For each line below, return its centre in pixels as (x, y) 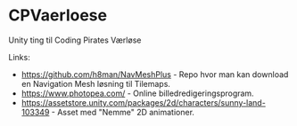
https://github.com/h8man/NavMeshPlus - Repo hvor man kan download (155, 74)
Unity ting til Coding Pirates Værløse (75, 40)
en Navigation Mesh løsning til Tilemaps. (96, 83)
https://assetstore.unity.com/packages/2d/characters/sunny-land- (144, 102)
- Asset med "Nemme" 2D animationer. (123, 112)
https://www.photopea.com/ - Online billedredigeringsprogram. (138, 93)
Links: (19, 57)
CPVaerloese (58, 16)
